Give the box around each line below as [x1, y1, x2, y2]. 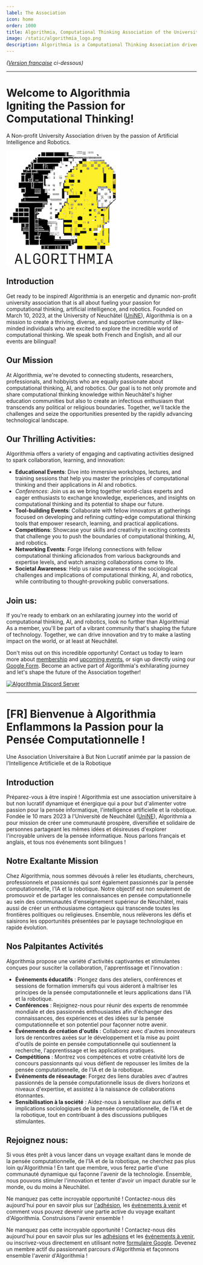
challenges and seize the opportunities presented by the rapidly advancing [6, 410, 193, 417]
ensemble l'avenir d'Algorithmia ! [6, 1252, 88, 1260]
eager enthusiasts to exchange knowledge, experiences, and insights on [14, 494, 196, 501]
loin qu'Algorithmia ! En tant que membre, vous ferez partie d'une [6, 1164, 169, 1172]
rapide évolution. [6, 923, 48, 931]
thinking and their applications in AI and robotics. [14, 481, 137, 489]
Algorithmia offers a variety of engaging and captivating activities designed [6, 450, 194, 458]
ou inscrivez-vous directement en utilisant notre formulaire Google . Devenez [6, 1239, 196, 1247]
